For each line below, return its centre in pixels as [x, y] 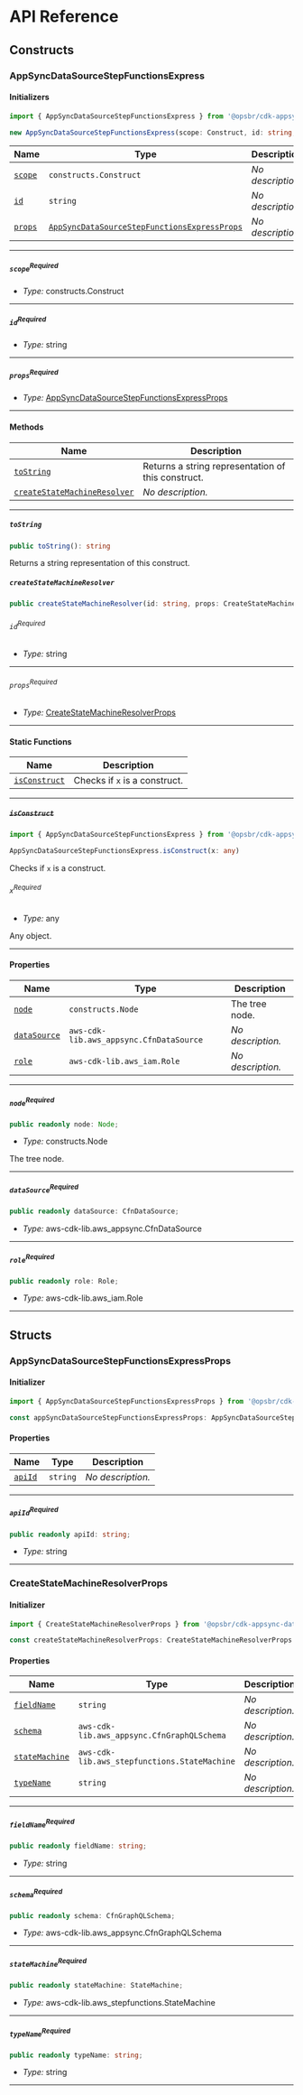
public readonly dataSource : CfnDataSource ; [94, 1211]
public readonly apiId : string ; [70, 1534]
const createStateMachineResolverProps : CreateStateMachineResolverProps [151, 1640]
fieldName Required [42, 1823]
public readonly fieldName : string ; [78, 1846]
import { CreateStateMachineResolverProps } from [105, 1624]
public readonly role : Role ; [64, 1281]
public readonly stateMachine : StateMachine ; [96, 1986]
